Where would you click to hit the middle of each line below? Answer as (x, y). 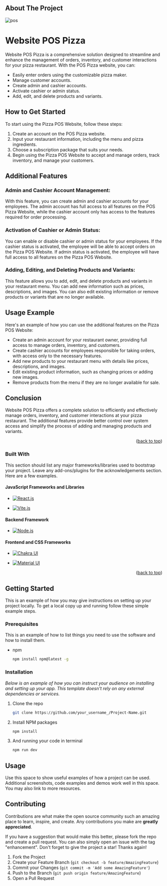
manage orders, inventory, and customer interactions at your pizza (74, 415)
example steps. (21, 611)
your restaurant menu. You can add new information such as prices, (75, 286)
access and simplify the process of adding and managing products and (78, 426)
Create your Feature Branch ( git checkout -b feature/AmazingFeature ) (85, 862)
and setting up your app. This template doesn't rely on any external (75, 688)
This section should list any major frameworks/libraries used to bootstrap (80, 465)
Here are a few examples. (31, 476)
